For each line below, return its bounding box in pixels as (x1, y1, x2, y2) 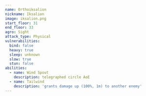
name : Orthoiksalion (5, 7, 47, 12)
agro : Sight (5, 30, 29, 34)
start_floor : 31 (5, 20, 38, 26)
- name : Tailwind (9, 79, 45, 84)
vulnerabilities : (5, 39, 40, 44)
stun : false (9, 61, 34, 66)
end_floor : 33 (5, 25, 34, 30)
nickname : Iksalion (5, 12, 45, 16)
